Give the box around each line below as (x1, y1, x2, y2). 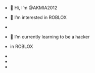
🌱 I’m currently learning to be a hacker (10, 34, 90, 39)
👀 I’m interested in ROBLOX (10, 14, 67, 20)
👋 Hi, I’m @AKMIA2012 (10, 5, 58, 10)
